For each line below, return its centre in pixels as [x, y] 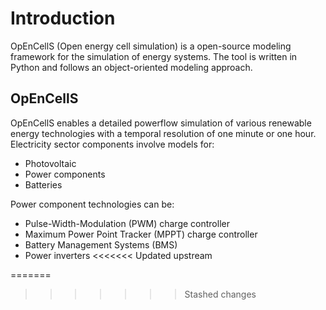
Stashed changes [220, 294]
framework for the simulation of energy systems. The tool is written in [154, 56]
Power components [65, 174]
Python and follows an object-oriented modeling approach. [131, 67]
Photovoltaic [50, 163]
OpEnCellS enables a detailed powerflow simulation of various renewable [161, 123]
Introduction [63, 18]
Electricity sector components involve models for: [112, 144]
